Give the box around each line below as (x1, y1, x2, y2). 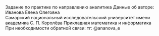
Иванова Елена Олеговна (5, 9, 60, 15)
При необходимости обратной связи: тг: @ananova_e (5, 25, 120, 31)
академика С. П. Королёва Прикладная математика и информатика (5, 20, 151, 26)
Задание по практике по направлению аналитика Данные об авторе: (5, 4, 154, 10)
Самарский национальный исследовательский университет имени (5, 15, 150, 20)
